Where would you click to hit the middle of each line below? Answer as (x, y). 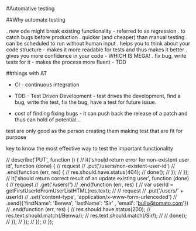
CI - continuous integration (47, 85)
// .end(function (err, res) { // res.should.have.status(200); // (78, 209)
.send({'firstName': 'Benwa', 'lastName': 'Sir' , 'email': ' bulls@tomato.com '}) (97, 203)
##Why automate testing (36, 20)
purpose (16, 137)
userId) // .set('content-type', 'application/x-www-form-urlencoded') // (92, 197)
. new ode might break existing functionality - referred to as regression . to (96, 31)
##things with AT (27, 73)
